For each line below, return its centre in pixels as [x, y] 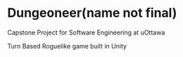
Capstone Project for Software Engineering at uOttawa [86, 32]
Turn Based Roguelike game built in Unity [67, 46]
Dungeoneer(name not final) [92, 13]
